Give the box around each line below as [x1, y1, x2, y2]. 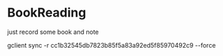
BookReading [7, 5, 86, 21]
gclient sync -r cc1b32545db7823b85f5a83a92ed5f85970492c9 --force [7, 41, 216, 49]
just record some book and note [7, 28, 99, 36]
